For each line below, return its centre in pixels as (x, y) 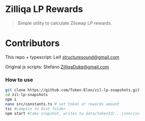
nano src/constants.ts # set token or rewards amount (62, 104)
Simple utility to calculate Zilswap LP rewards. (65, 23)
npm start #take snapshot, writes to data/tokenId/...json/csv (72, 113)
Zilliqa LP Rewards (44, 9)
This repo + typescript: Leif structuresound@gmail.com (62, 57)
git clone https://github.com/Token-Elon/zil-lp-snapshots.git (72, 90)
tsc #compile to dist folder (35, 108)
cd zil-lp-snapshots (27, 95)
